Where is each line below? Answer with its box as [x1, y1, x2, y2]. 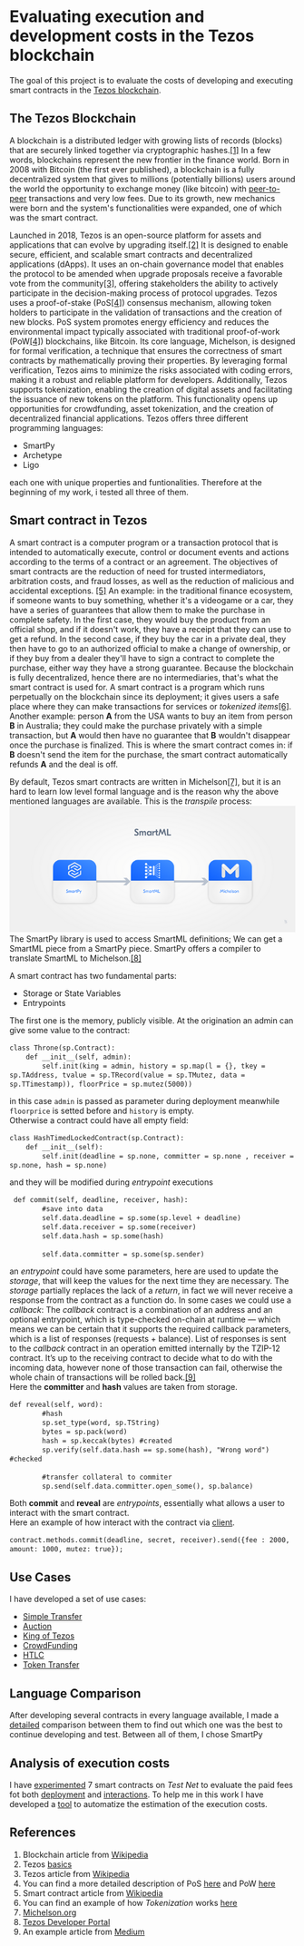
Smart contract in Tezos [9, 513, 148, 528]
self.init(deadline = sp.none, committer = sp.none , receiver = [42, 1152, 295, 1161]
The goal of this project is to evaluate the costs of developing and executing [9, 74, 293, 85]
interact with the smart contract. [9, 1508, 130, 1519]
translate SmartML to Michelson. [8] [9, 953, 142, 963]
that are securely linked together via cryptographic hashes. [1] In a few [9, 144, 271, 155]
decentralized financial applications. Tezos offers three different [9, 413, 249, 424]
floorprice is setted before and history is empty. [9, 1105, 195, 1117]
